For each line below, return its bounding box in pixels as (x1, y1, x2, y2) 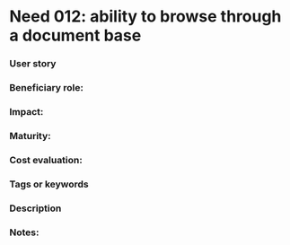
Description (9, 202, 62, 214)
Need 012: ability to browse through (9, 6, 282, 27)
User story (9, 57, 57, 70)
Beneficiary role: (9, 82, 83, 94)
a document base (9, 25, 142, 46)
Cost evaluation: (9, 153, 83, 166)
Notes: (9, 226, 40, 239)
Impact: (9, 105, 44, 118)
